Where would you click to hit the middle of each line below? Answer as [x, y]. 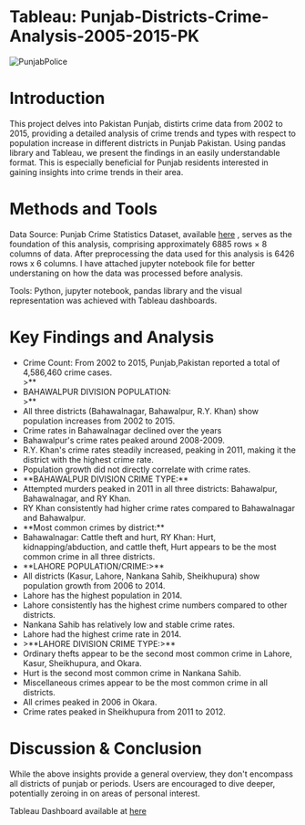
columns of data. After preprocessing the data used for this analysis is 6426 [152, 254]
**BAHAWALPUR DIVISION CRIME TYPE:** [106, 479]
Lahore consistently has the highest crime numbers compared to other [155, 605]
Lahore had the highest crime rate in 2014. [102, 634]
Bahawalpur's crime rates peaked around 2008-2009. [124, 440]
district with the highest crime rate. [88, 459]
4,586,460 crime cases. [67, 372]
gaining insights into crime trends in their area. [97, 172]
